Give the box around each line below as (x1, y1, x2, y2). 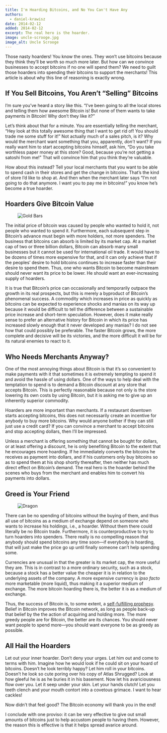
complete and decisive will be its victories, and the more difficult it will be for (5, 333, 162, 339)
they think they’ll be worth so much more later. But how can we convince (5, 58, 154, 65)
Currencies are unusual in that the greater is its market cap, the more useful (5, 559, 160, 565)
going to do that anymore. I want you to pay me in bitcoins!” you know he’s (5, 180, 158, 186)
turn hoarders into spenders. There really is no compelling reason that (5, 534, 149, 540)
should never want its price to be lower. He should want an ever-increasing (5, 270, 159, 276)
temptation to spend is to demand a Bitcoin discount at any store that (5, 382, 147, 388)
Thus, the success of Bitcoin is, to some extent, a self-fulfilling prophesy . (5, 601, 155, 606)
